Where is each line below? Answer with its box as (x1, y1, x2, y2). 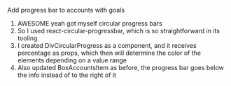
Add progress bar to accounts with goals (7, 6, 125, 14)
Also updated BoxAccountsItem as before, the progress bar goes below (17, 64, 224, 71)
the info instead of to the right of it (17, 71, 117, 79)
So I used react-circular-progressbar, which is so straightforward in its (17, 27, 220, 35)
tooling (17, 34, 38, 42)
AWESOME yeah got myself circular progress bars (17, 19, 162, 27)
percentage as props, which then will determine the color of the (17, 49, 202, 57)
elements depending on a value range (17, 56, 127, 64)
